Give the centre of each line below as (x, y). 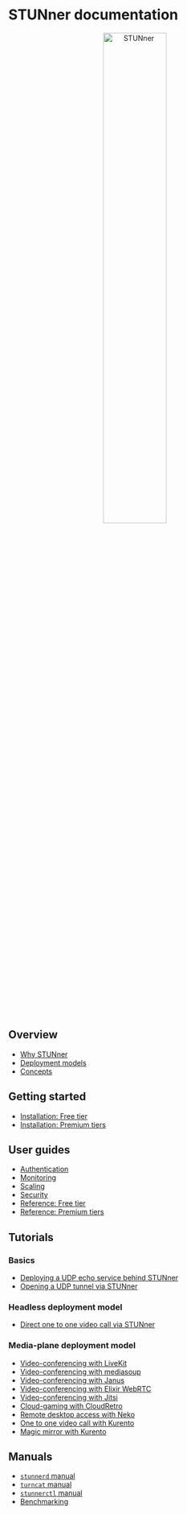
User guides (39, 1150)
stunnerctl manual (51, 1493)
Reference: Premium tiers (62, 1212)
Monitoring (38, 1178)
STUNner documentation (93, 15)
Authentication (44, 1170)
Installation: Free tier (54, 1116)
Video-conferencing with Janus (72, 1380)
